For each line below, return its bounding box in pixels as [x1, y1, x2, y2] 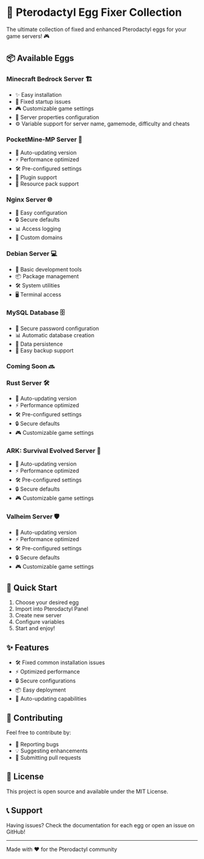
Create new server [15, 612, 62, 619]
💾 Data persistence [15, 340, 63, 348]
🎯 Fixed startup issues [15, 97, 71, 105]
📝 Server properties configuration [15, 113, 100, 121]
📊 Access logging [15, 225, 61, 233]
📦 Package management [15, 272, 79, 279]
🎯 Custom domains [15, 234, 63, 241]
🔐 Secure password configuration [15, 324, 99, 332]
